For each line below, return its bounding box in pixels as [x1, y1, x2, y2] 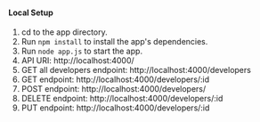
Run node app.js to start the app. [20, 45, 143, 57]
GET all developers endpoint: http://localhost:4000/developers [20, 65, 251, 76]
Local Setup [8, 7, 54, 18]
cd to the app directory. [20, 27, 108, 37]
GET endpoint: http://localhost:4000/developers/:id [20, 74, 210, 85]
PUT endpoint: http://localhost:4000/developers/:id [20, 102, 210, 113]
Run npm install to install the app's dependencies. [20, 37, 208, 47]
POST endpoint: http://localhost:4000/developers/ [20, 84, 207, 94]
